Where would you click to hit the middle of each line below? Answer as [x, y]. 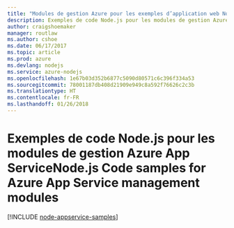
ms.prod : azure [29, 59]
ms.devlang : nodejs [36, 65]
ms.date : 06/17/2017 [37, 46]
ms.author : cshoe [32, 40]
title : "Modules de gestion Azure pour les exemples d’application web [113, 14]
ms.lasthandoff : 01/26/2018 [48, 104]
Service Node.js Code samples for [107, 168]
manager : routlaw [32, 33]
